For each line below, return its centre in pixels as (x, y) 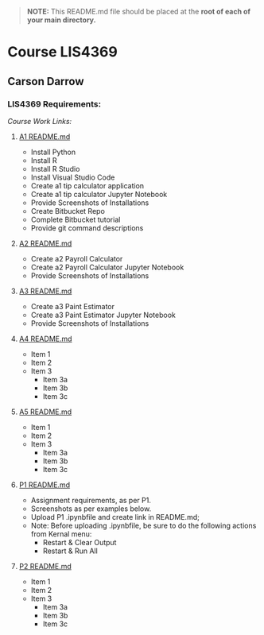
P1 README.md (45, 485)
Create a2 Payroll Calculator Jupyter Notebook (107, 267)
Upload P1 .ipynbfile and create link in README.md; (115, 517)
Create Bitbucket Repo (68, 211)
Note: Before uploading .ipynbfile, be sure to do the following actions (144, 525)
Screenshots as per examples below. (91, 509)
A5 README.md (45, 412)
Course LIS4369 (63, 52)
